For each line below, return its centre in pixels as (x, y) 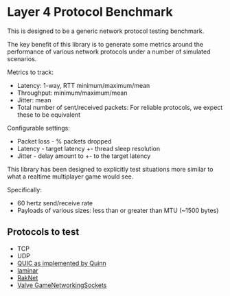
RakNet (27, 277)
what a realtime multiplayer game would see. (70, 177)
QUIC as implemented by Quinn (61, 263)
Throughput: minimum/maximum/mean (72, 93)
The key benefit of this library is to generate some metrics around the (105, 44)
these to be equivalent (49, 115)
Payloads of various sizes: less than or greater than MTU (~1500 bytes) (118, 210)
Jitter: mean (34, 100)
